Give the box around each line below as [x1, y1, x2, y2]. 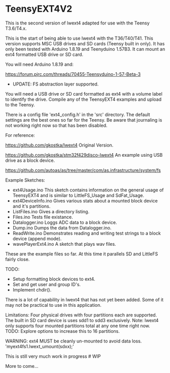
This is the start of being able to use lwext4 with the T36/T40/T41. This [5, 35, 153, 41]
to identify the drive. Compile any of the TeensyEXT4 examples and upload [5, 96, 161, 102]
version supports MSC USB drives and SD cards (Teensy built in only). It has [5, 40, 165, 46]
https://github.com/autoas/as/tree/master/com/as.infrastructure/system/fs [5, 167, 161, 173]
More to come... [5, 363, 39, 369]
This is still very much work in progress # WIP [5, 353, 101, 359]
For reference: [5, 132, 36, 138]
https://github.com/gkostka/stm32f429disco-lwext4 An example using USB [5, 152, 163, 158]
